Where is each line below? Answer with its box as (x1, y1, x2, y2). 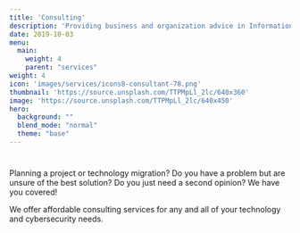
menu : (9, 37, 29, 47)
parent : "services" (25, 63, 98, 72)
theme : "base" (17, 129, 70, 138)
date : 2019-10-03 (9, 29, 74, 38)
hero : (9, 104, 29, 113)
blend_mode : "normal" (17, 121, 98, 130)
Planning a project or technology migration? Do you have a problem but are (9, 168, 286, 179)
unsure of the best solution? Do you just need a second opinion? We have (9, 178, 280, 188)
